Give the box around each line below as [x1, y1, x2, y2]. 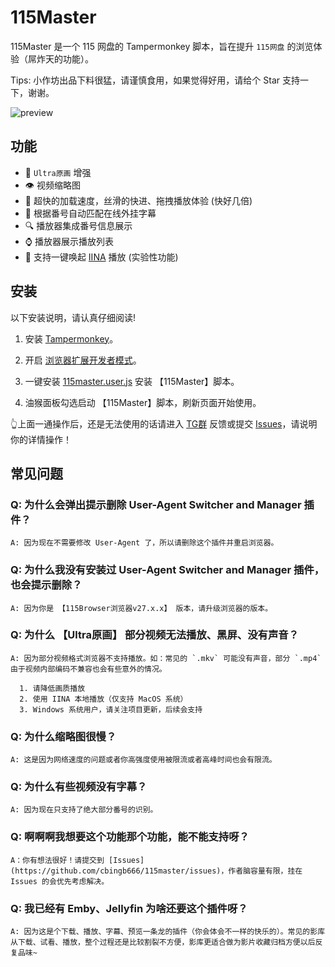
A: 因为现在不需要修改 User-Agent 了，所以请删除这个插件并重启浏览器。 [10, 538, 279, 548]
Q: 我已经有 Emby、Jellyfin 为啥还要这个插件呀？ [10, 901, 248, 915]
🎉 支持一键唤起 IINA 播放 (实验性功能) [24, 251, 179, 263]
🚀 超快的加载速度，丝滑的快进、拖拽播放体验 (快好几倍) [24, 194, 253, 206]
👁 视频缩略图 [24, 179, 81, 191]
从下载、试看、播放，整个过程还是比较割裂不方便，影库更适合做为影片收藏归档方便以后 [10, 937, 316, 948]
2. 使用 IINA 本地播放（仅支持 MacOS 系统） [19, 694, 188, 704]
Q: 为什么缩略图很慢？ [10, 729, 117, 743]
